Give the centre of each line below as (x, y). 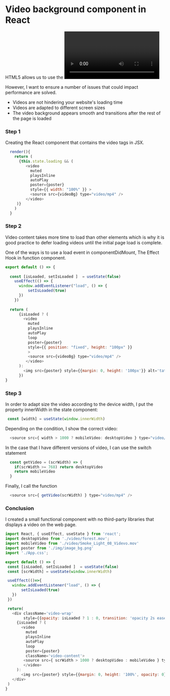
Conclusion (20, 508)
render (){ (20, 152)
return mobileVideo (35, 472)
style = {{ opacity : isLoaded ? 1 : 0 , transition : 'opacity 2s (89, 618)
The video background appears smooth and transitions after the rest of (87, 113)
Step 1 (13, 131)
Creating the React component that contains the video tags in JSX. (75, 142)
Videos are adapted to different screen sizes (59, 107)
